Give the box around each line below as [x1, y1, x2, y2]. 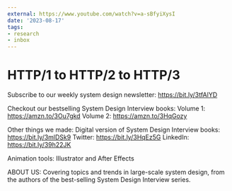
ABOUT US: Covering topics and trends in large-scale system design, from [7, 168, 225, 177]
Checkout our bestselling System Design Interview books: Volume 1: [7, 104, 206, 113]
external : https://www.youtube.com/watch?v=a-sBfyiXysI [7, 10, 175, 18]
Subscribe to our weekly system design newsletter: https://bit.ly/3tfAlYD [7, 91, 218, 99]
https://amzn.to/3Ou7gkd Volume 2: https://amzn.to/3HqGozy [7, 112, 187, 120]
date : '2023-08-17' [7, 17, 65, 24]
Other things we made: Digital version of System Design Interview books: [7, 125, 221, 134]
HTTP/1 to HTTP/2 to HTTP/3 [7, 67, 180, 83]
